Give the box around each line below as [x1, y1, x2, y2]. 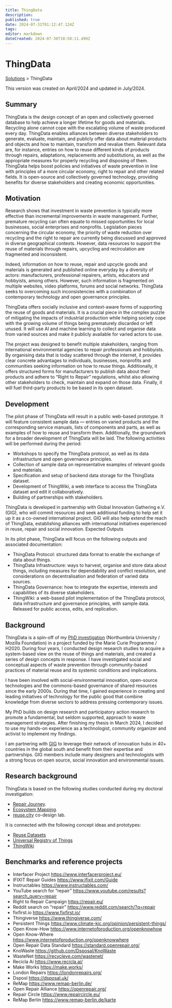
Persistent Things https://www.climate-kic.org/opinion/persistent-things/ [12, 920, 166, 926]
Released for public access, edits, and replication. [12, 606, 118, 612]
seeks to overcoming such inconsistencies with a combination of [5, 289, 142, 295]
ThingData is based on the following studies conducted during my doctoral [5, 785, 163, 791]
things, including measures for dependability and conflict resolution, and [12, 568, 166, 574]
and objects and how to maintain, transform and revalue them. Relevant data [5, 141, 166, 147]
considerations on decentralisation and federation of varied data [12, 573, 148, 579]
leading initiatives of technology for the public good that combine [5, 694, 143, 700]
